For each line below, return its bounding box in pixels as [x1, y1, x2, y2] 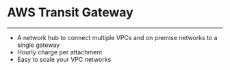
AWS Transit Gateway [7, 5, 133, 20]
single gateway [16, 41, 60, 49]
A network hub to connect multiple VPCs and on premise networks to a [16, 33, 218, 41]
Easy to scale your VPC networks [16, 55, 112, 63]
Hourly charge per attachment [16, 48, 103, 56]
